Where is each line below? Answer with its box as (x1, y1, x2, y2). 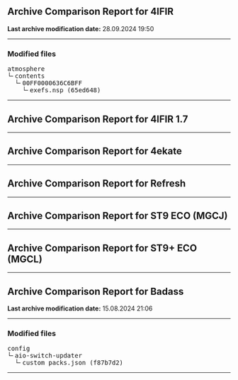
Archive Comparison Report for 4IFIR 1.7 (7, 113, 188, 125)
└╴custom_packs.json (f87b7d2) (14, 359, 124, 367)
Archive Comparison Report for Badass (7, 285, 184, 297)
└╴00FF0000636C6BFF (14, 79, 83, 87)
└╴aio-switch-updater (7, 352, 83, 360)
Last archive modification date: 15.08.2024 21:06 (7, 304, 153, 313)
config (7, 345, 30, 353)
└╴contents (7, 72, 45, 80)
